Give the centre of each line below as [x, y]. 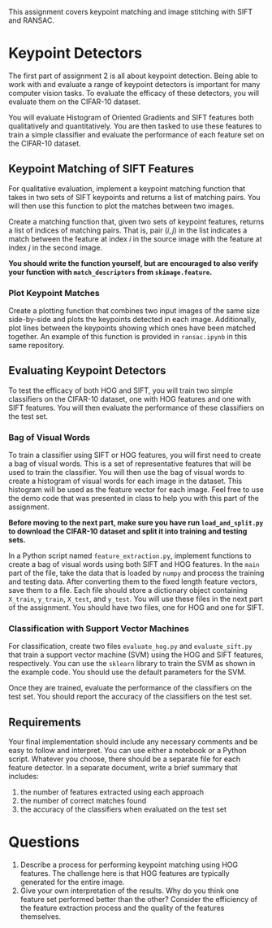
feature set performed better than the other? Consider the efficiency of [139, 900]
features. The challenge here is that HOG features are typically [125, 874]
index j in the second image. [56, 247]
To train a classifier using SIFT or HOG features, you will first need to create [135, 455]
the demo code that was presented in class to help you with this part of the [134, 499]
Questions [44, 842]
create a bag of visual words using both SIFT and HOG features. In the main [134, 564]
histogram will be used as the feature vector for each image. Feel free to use [136, 490]
